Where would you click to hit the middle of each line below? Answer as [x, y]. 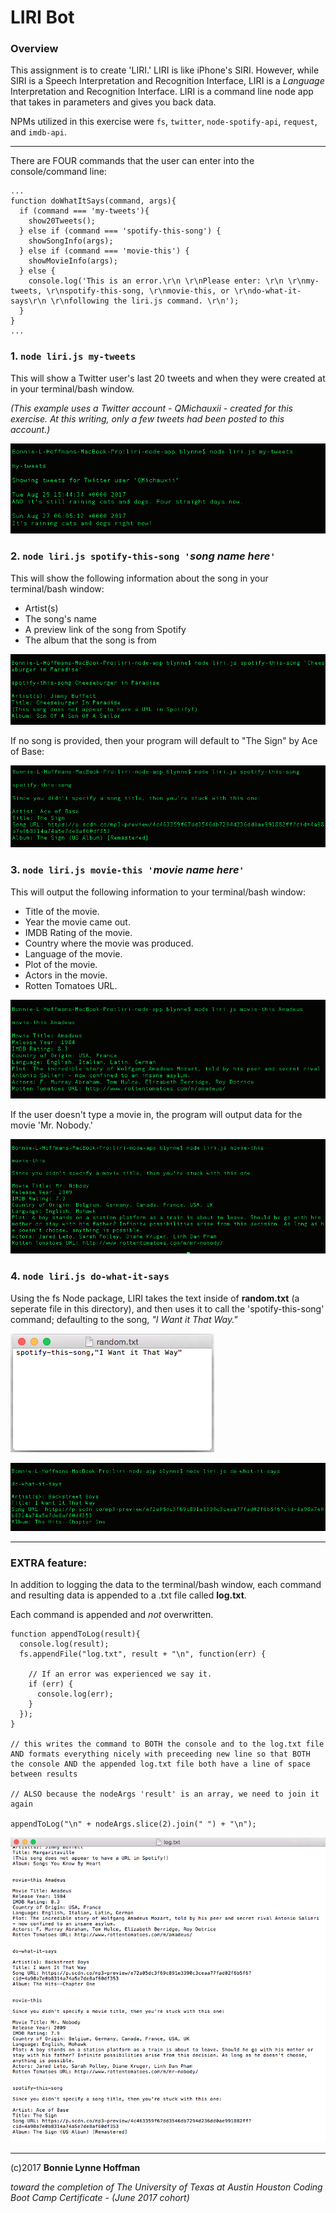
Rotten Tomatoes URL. [71, 985]
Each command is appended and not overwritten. [112, 1615]
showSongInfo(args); [71, 241]
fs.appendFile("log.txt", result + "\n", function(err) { [143, 1654]
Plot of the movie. [61, 964]
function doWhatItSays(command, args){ [93, 201]
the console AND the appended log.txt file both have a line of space [160, 1764]
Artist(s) [41, 608]
